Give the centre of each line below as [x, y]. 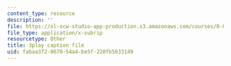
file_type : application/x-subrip [55, 33]
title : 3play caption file [46, 45]
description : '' [30, 20]
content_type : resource [41, 13]
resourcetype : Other [37, 39]
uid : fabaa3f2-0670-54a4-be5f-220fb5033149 [70, 52]
